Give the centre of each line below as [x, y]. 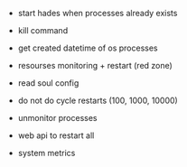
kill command [43, 30]
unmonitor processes [57, 118]
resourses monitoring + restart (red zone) [95, 65]
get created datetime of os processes [88, 48]
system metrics [47, 153]
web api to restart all [56, 135]
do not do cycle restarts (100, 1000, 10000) [98, 100]
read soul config [48, 83]
